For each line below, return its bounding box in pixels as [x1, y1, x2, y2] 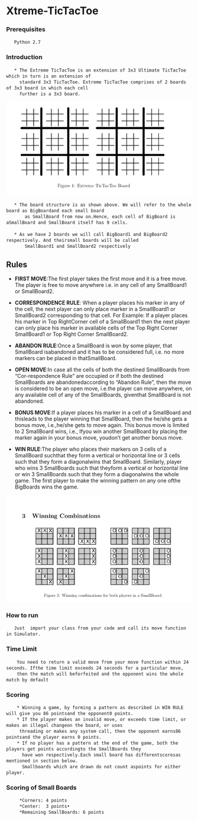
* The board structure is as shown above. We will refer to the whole [14, 202, 192, 208]
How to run [6, 611, 38, 619]
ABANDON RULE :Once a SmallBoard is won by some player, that [14, 342, 173, 350]
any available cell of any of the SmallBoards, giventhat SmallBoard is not [14, 392, 191, 399]
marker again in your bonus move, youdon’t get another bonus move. [14, 434, 183, 441]
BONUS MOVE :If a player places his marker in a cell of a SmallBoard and [14, 409, 191, 416]
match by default [6, 677, 49, 683]
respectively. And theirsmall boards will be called [6, 238, 139, 244]
